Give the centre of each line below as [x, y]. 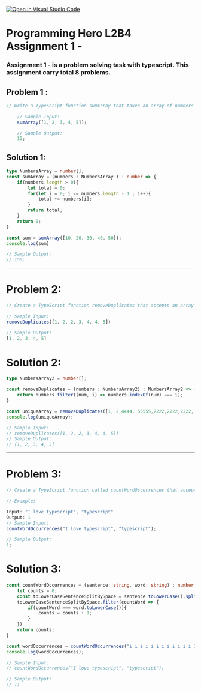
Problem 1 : [27, 92]
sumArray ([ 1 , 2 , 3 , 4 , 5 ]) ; [52, 122]
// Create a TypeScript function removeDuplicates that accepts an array [100, 306]
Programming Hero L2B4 [69, 34]
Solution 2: [34, 362]
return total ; [45, 210]
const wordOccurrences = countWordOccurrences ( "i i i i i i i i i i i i [99, 646]
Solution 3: [34, 569]
